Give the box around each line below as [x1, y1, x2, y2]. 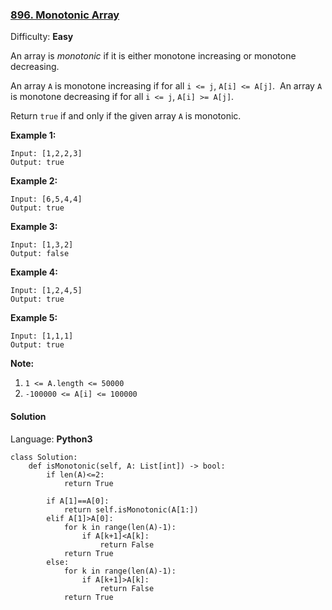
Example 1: [10, 129, 57, 142]
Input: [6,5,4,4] [10, 194, 83, 205]
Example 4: [10, 266, 58, 278]
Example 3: [10, 221, 58, 233]
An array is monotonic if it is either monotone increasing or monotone [10, 50, 297, 62]
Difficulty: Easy [10, 31, 74, 43]
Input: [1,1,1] [10, 331, 74, 342]
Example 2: [10, 175, 58, 187]
